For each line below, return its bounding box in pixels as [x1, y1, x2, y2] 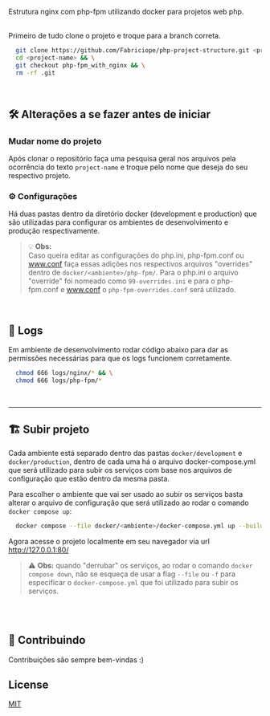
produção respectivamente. [8, 226, 100, 236]
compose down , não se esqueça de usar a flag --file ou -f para [27, 569, 235, 579]
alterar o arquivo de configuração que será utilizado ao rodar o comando [8, 498, 249, 507]
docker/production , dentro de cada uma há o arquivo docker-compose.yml [8, 457, 256, 466]
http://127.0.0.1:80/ [8, 545, 69, 555]
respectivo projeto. [8, 171, 71, 181]
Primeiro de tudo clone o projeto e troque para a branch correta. [8, 31, 221, 40]
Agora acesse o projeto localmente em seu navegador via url [8, 536, 211, 546]
